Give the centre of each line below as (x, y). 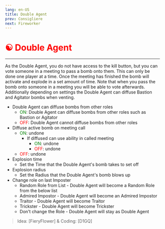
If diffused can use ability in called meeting (70, 138)
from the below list (38, 191)
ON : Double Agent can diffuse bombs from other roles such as (83, 112)
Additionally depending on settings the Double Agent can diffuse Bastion (79, 92)
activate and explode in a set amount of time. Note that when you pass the (80, 82)
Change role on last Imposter (41, 180)
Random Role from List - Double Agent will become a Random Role (87, 186)
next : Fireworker (23, 23)
